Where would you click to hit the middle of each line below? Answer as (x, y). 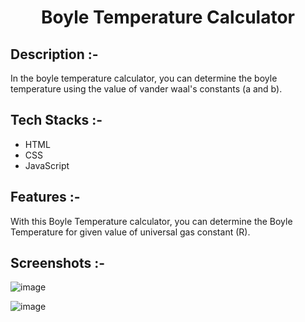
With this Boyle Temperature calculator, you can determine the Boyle (151, 221)
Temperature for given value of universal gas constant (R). (130, 232)
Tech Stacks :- (56, 120)
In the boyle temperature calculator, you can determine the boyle (144, 78)
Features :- (45, 197)
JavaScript (47, 165)
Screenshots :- (58, 263)
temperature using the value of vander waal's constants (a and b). (146, 89)
